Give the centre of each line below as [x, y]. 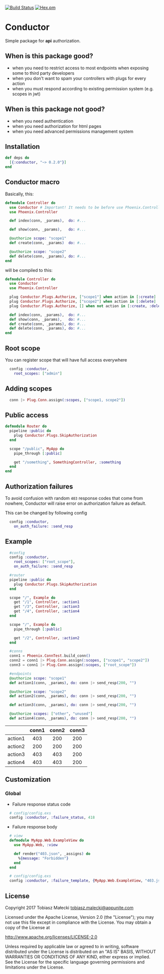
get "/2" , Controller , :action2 [47, 638]
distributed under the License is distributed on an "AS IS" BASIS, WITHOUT [81, 952]
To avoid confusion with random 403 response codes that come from [74, 498]
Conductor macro [32, 182]
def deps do [17, 158]
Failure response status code [41, 804]
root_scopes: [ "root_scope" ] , [45, 562]
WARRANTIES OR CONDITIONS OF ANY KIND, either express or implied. [78, 957]
